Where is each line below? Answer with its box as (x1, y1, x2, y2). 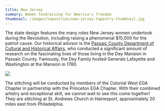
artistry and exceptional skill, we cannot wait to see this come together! (5, 91, 150, 97)
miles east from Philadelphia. (5, 101, 64, 107)
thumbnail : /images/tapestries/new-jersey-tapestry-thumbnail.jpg (5, 16, 145, 21)
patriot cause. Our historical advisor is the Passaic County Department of (5, 40, 154, 46)
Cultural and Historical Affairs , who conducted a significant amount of (5, 45, 147, 52)
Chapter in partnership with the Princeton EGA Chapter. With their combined (5, 85, 161, 91)
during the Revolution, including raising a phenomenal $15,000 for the (5, 35, 147, 41)
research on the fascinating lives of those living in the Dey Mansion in (5, 51, 147, 57)
